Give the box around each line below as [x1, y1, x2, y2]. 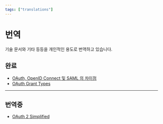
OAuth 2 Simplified [12, 114, 50, 120]
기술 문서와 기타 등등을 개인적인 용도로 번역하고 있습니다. [5, 46, 113, 52]
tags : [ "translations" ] [5, 7, 53, 12]
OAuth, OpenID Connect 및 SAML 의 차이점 [12, 75, 97, 81]
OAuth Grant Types [12, 81, 51, 87]
